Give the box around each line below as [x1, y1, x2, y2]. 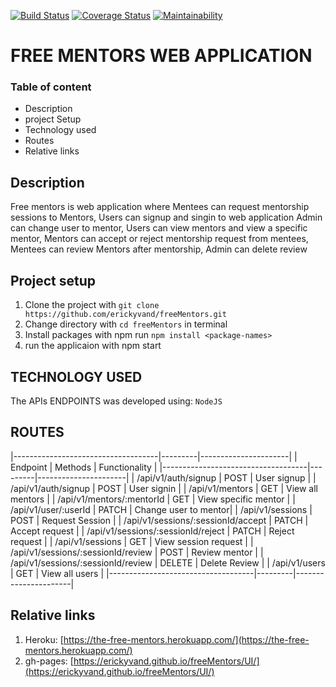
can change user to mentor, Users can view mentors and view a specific [10, 222, 308, 234]
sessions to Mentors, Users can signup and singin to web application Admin [10, 211, 323, 224]
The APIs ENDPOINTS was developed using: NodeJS [10, 395, 223, 407]
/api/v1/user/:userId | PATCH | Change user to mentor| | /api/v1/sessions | [10, 503, 313, 515]
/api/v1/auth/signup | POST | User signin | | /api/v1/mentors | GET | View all [10, 482, 318, 494]
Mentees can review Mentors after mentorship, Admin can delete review [10, 243, 308, 255]
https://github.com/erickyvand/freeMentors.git [24, 310, 227, 320]
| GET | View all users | [10, 567, 105, 579]
